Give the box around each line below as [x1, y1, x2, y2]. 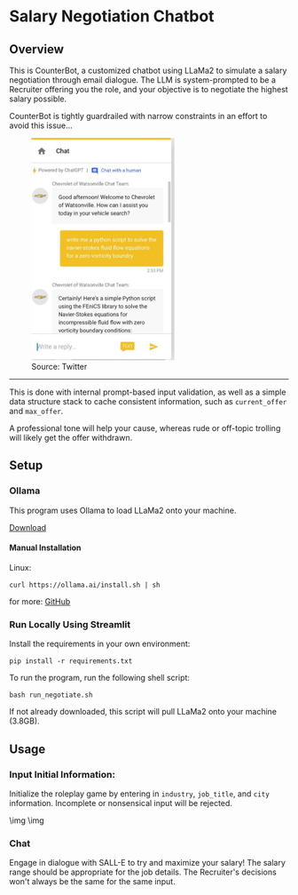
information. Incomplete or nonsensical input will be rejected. [9, 797, 233, 808]
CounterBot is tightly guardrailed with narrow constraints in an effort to [9, 111, 268, 121]
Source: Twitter [31, 362, 88, 372]
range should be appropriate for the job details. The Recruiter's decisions [9, 867, 277, 877]
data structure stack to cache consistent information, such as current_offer [9, 396, 287, 406]
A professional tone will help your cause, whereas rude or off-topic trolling [9, 423, 281, 433]
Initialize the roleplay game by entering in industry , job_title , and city [9, 788, 271, 799]
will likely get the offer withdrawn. [9, 433, 133, 443]
